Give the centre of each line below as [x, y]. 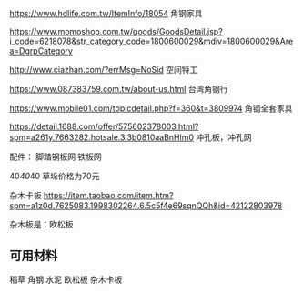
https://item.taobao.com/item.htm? [108, 195]
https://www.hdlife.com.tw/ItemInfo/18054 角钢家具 [106, 13]
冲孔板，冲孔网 [223, 137]
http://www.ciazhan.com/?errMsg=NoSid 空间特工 [104, 70]
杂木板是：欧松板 [41, 224]
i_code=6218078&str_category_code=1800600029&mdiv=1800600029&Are [151, 41]
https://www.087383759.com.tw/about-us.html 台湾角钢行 [119, 89]
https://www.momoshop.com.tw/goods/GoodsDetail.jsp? [116, 31]
